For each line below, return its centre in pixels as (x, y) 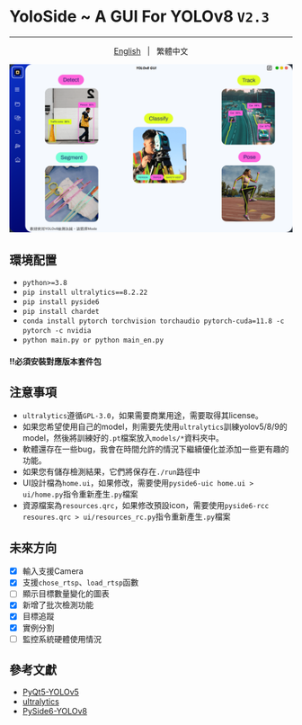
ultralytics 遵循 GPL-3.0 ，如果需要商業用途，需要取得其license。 (142, 416)
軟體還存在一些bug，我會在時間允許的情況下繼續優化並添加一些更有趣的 (155, 449)
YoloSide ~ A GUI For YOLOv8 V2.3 (139, 17)
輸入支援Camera (53, 571)
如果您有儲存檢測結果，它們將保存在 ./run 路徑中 (111, 472)
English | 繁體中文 (151, 50)
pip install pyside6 (61, 302)
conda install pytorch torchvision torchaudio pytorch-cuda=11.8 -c (153, 321)
